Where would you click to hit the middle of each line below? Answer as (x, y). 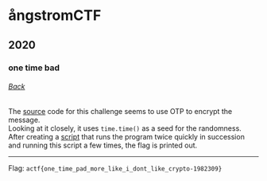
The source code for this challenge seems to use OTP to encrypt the (120, 111)
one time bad (34, 68)
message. (24, 120)
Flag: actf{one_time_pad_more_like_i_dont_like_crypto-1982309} (115, 168)
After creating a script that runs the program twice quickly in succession (126, 136)
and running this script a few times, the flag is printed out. (103, 145)
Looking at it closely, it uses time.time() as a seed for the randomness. (125, 128)
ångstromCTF (55, 16)
